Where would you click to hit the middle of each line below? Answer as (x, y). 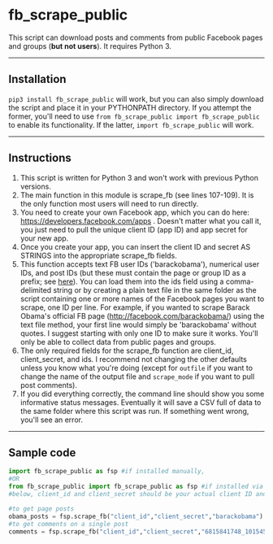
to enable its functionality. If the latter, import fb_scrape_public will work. (131, 124)
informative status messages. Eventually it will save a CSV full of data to (141, 402)
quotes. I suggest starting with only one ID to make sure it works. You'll (139, 333)
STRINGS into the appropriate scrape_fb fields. (98, 255)
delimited (36, 289)
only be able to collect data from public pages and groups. (118, 342)
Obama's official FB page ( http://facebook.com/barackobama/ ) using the (142, 316)
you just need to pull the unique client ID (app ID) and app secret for (134, 229)
